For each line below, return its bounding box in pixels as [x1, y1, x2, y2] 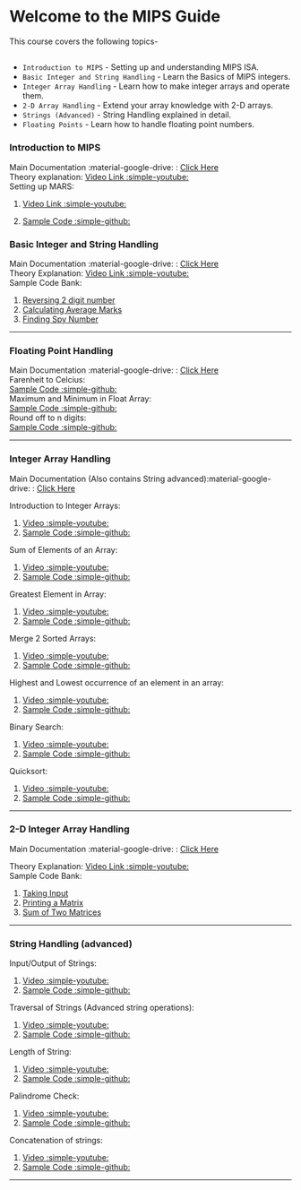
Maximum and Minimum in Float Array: [9, 393, 152, 404]
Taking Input [21, 887, 69, 898]
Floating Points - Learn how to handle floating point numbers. [21, 119, 255, 130]
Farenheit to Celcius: [9, 375, 86, 385]
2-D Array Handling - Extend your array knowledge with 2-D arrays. [21, 100, 273, 111]
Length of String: [9, 1047, 72, 1057]
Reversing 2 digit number [21, 294, 116, 306]
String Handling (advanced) [9, 937, 133, 950]
